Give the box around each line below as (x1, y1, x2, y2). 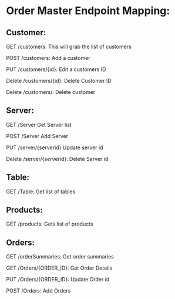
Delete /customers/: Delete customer (6, 89, 96, 95)
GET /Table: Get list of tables (6, 188, 76, 195)
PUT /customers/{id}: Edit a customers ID (6, 66, 106, 73)
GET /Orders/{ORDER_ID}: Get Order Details (6, 264, 113, 271)
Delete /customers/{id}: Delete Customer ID (6, 78, 112, 84)
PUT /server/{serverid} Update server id (6, 144, 103, 151)
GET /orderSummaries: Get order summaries (6, 253, 115, 260)
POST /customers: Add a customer (6, 55, 90, 61)
